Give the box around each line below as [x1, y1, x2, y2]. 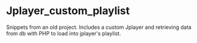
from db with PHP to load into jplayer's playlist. [6, 29, 121, 37]
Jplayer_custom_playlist [6, 4, 130, 18]
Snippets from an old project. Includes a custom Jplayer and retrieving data [6, 24, 192, 31]
